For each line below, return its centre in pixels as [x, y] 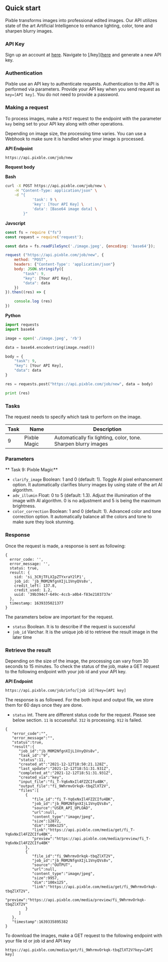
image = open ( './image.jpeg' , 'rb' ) [43, 338]
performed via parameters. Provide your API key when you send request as [83, 89]
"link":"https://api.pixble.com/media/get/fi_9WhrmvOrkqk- [94, 887]
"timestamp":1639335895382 [40, 922]
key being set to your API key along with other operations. [64, 124]
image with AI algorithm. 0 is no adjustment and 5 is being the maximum [86, 501]
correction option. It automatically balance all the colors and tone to [82, 517]
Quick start [23, 8]
